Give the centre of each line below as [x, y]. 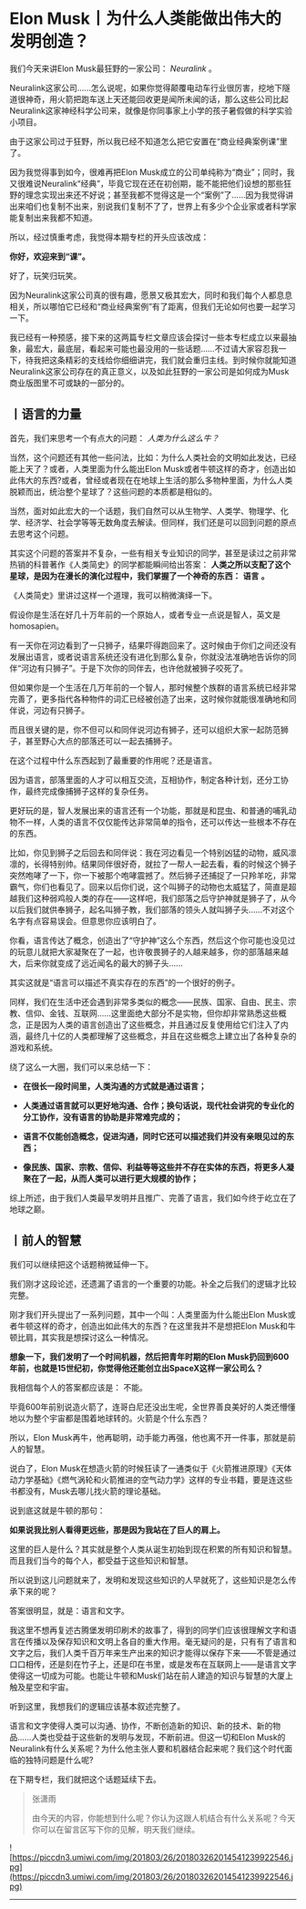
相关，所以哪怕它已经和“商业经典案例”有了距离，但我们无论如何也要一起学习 [153, 306]
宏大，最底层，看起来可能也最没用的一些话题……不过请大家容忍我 [156, 348]
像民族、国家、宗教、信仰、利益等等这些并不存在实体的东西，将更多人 [154, 1166]
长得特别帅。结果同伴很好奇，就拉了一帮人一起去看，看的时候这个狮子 [165, 864]
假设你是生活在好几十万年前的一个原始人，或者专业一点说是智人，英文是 [145, 614]
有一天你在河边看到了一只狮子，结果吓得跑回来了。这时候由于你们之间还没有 [153, 645]
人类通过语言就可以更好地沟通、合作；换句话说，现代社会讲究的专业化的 [158, 1105]
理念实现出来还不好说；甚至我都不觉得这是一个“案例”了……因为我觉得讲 [159, 195]
